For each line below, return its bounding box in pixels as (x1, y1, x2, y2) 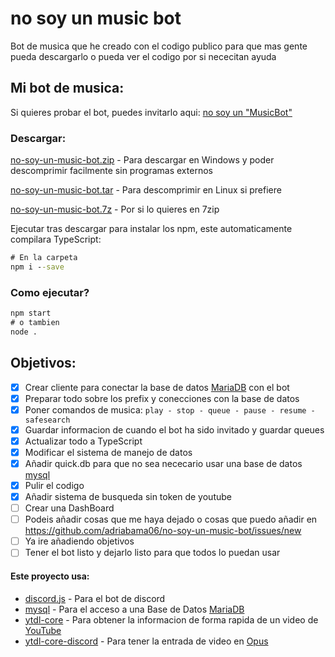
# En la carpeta (10, 253, 78, 263)
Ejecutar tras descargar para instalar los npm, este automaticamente (10, 223, 293, 235)
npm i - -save (10, 262, 65, 272)
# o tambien (10, 317, 60, 327)
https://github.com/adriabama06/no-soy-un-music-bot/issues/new (24, 525, 302, 537)
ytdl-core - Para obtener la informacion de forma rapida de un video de (24, 613, 319, 626)
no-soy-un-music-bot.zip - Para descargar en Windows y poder (10, 154, 275, 166)
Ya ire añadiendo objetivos (24, 535, 135, 547)
